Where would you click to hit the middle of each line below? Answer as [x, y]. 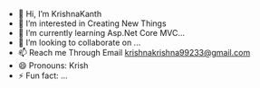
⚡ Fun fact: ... [43, 75]
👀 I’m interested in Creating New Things [92, 23]
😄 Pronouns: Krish [53, 66]
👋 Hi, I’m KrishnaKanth [60, 14]
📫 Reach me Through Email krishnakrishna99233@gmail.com [134, 53]
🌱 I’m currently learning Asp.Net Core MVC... [101, 33]
